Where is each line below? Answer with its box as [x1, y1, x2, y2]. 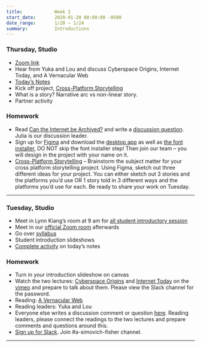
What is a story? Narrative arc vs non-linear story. [14, 90, 138, 98]
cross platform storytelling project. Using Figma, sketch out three [14, 164, 175, 171]
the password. [14, 290, 51, 297]
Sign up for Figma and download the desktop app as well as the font [14, 138, 184, 146]
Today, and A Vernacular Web [14, 71, 89, 79]
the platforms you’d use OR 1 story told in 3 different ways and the [14, 176, 178, 183]
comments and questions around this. [14, 322, 108, 330]
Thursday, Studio [6, 46, 58, 54]
